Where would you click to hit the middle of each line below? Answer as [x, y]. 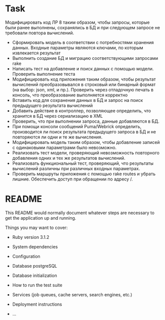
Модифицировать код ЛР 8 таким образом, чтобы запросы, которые [78, 22]
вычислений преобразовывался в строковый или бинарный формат [84, 84]
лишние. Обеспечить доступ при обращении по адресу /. [72, 179]
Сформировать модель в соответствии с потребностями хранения [83, 42]
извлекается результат [36, 53]
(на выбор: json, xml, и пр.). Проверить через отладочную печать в [83, 90]
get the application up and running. [41, 218]
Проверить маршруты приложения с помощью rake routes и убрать [84, 174]
